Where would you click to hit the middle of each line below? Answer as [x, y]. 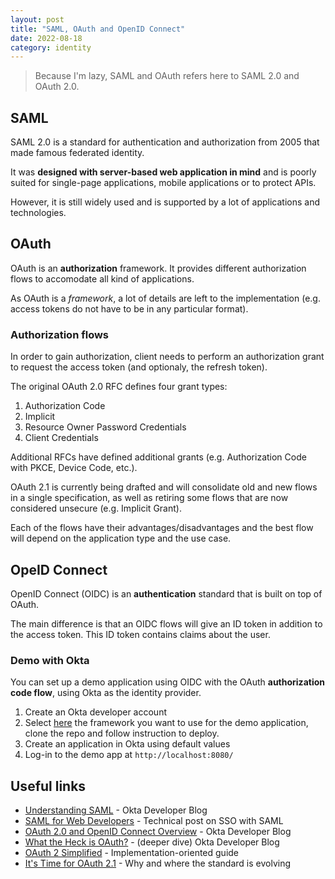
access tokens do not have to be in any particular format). [129, 308]
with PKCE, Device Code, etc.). [74, 468]
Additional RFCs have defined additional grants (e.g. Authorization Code [158, 457]
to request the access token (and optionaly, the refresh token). [139, 367]
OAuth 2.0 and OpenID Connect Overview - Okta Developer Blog [158, 832]
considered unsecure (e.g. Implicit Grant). [96, 508]
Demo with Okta [50, 660]
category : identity [51, 47]
